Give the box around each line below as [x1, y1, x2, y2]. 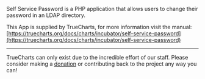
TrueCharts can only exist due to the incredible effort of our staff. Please [6, 54, 189, 61]
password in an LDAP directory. [6, 12, 86, 19]
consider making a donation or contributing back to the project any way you [6, 60, 197, 67]
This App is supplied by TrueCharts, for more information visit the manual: [6, 24, 192, 30]
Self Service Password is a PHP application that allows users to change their [6, 5, 198, 12]
